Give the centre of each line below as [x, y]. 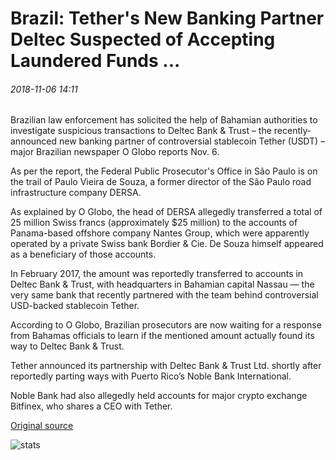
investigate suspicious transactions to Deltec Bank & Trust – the [141, 131]
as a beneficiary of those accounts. [83, 254]
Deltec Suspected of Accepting [143, 39]
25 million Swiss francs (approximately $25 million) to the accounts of [154, 223]
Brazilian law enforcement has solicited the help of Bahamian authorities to [164, 120]
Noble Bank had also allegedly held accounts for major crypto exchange [159, 396]
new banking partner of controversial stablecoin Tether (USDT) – [192, 141]
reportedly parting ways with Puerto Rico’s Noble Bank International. [151, 376]
